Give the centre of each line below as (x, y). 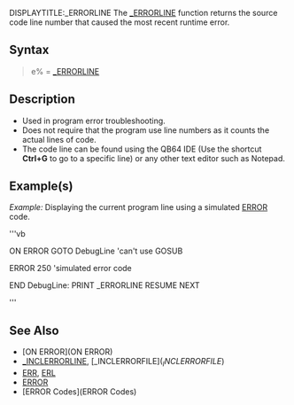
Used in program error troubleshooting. (93, 121)
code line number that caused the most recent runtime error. (120, 22)
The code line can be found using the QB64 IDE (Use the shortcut (142, 149)
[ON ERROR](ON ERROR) (67, 352)
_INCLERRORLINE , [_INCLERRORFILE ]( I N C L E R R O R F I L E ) (123, 362)
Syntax (29, 50)
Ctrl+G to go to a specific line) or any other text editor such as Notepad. (153, 158)
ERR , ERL (39, 373)
